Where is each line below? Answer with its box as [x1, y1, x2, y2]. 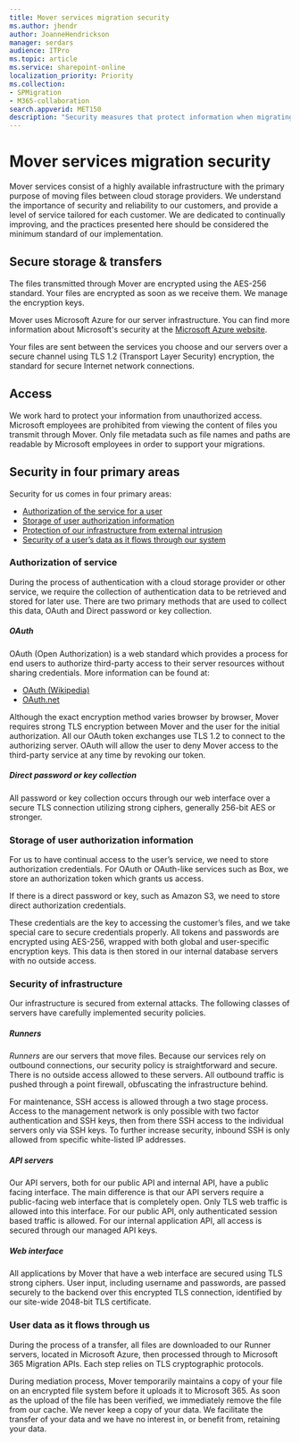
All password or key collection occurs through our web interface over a [9, 793, 271, 803]
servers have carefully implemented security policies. [9, 1007, 206, 1018]
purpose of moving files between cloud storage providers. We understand [9, 191, 281, 201]
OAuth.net [21, 694, 60, 705]
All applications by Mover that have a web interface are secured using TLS [9, 1268, 283, 1279]
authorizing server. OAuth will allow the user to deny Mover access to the [9, 740, 279, 751]
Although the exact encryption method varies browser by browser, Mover [9, 711, 279, 722]
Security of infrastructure [9, 977, 123, 989]
